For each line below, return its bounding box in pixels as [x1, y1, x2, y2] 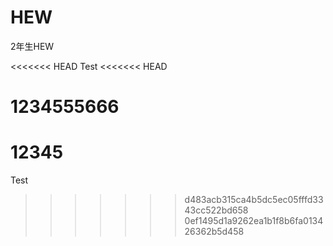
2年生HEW [10, 40, 55, 52]
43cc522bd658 [184, 204, 249, 216]
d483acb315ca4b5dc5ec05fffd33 [184, 194, 324, 206]
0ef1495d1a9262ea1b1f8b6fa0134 [184, 215, 324, 227]
